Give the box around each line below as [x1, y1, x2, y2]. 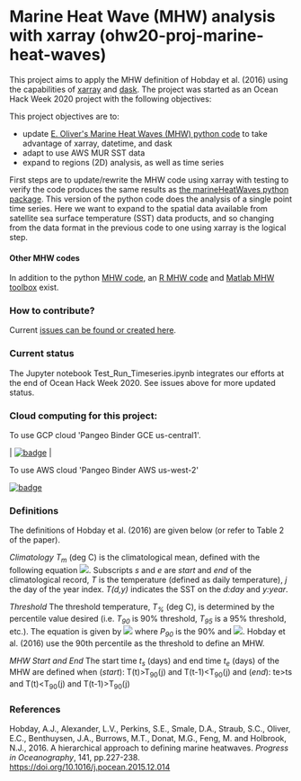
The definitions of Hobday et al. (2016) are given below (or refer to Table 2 [9, 525, 285, 536]
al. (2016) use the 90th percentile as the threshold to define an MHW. [9, 637, 265, 649]
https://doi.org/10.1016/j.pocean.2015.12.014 [9, 762, 171, 773]
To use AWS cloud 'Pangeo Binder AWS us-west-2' [9, 465, 199, 476]
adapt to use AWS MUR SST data [22, 147, 146, 158]
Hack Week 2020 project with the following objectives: [9, 93, 212, 104]
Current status [9, 347, 75, 360]
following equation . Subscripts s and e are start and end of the [9, 565, 252, 576]
